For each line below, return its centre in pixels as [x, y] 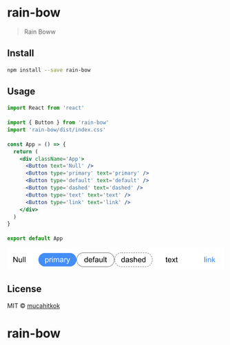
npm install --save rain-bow [49, 70]
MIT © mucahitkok [34, 305]
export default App [35, 238]
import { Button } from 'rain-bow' [58, 123]
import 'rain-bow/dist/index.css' [57, 130]
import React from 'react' [46, 108]
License [24, 289]
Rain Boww [40, 32]
